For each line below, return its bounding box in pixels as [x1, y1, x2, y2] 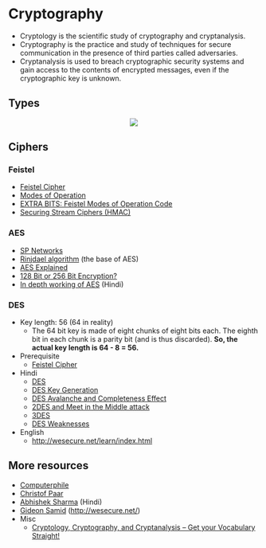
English [19, 428, 45, 437]
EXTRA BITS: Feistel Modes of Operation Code [19, 199, 173, 209]
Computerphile [19, 479, 69, 490]
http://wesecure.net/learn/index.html [31, 436, 153, 446]
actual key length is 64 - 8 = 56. [31, 343, 139, 353]
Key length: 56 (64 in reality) [19, 318, 114, 327]
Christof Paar [19, 488, 64, 498]
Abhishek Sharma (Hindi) [19, 497, 103, 507]
